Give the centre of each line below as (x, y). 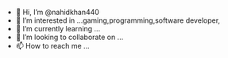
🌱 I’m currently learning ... (58, 29)
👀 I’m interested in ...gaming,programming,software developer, (118, 20)
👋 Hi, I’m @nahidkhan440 (57, 12)
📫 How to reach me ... (52, 46)
